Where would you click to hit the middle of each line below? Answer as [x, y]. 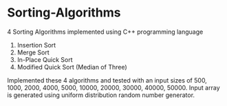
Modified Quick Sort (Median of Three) [72, 67]
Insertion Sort [36, 45]
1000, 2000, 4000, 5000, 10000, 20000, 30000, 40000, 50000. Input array [113, 87]
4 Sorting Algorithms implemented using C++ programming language [105, 32]
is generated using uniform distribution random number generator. [101, 95]
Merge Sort [33, 52]
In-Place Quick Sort [45, 59]
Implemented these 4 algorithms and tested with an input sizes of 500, [107, 80]
